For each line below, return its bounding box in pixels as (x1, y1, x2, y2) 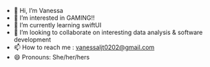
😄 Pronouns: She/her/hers (13, 53, 90, 61)
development (13, 36, 52, 44)
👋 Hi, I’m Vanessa (13, 7, 63, 14)
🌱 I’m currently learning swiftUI (13, 21, 102, 29)
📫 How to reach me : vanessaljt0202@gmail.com (13, 43, 155, 51)
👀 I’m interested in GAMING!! (13, 14, 95, 22)
